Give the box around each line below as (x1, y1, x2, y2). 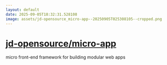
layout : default (5, 7, 39, 12)
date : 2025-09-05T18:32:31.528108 (5, 12, 78, 17)
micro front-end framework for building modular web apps (5, 54, 126, 60)
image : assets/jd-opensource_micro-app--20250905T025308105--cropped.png (5, 16, 163, 21)
